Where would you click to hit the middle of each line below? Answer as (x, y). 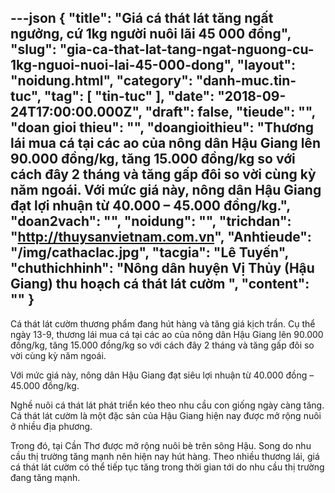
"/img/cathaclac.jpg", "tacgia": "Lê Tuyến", (149, 252)
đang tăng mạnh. (45, 477)
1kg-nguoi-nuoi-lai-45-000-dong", (122, 65)
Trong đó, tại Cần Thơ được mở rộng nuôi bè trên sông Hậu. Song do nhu (161, 445)
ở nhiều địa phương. (51, 426)
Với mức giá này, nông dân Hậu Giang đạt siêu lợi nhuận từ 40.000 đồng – (162, 375)
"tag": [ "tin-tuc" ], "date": (129, 96)
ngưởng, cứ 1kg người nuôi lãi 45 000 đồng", (151, 34)
